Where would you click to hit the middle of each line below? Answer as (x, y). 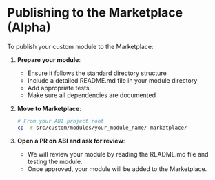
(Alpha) (29, 27)
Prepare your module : (49, 59)
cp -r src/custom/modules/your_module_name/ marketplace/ (102, 128)
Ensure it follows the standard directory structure (97, 73)
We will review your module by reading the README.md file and (118, 154)
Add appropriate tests (58, 88)
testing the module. (55, 161)
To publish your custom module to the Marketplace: (80, 46)
